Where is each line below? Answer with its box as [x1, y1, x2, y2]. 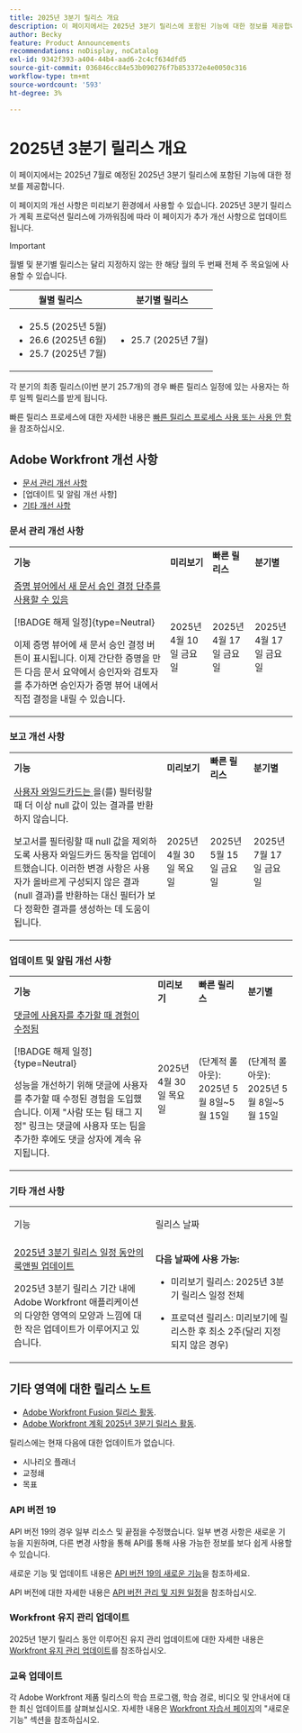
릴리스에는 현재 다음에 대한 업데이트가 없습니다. [9, 1437, 175, 1448]
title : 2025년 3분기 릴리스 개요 [9, 13, 120, 23]
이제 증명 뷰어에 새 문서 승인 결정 [13, 638, 145, 651]
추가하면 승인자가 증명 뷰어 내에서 [24, 679, 159, 691]
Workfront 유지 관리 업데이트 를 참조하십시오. [9, 1645, 167, 1655]
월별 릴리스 [38, 294, 83, 306]
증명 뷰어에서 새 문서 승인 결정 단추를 [13, 579, 162, 592]
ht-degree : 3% [9, 88, 63, 97]
